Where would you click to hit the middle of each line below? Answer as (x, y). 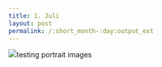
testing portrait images (54, 55)
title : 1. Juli (34, 16)
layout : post (30, 23)
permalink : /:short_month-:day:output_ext (81, 31)
